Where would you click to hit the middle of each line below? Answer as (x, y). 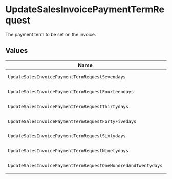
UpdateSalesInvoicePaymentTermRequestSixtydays (67, 136)
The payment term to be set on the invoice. (51, 34)
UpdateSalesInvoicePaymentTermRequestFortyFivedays (72, 121)
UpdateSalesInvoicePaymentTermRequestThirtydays (68, 106)
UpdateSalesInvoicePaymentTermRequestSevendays (67, 77)
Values (17, 51)
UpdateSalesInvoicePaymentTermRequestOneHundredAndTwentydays (85, 165)
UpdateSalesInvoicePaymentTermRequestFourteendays (71, 92)
